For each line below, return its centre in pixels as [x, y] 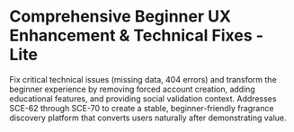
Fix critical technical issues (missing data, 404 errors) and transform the [143, 79]
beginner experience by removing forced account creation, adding [133, 89]
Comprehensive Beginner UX [120, 17]
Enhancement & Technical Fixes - [136, 35]
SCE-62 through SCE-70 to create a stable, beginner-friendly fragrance [142, 108]
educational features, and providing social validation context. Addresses [143, 98]
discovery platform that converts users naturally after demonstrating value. [148, 118]
